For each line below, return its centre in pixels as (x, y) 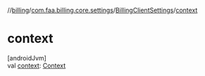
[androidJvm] (27, 58)
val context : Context (37, 65)
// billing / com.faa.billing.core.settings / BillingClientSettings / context (103, 10)
